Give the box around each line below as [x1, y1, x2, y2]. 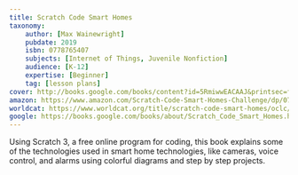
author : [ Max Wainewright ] [25, 29, 125, 38]
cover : [9, 87, 34, 96]
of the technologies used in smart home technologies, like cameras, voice [9, 146, 279, 156]
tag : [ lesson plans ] [25, 79, 101, 88]
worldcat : [9, 104, 46, 113]
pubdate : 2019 [25, 37, 77, 47]
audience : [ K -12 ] [25, 63, 90, 72]
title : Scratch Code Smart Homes [9, 12, 133, 22]
